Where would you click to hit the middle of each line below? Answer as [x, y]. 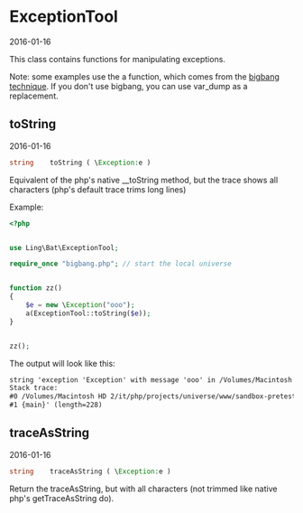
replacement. [34, 96]
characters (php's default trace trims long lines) [98, 189]
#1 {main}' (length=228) [56, 405]
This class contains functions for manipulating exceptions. [117, 59]
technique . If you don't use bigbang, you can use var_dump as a [129, 86]
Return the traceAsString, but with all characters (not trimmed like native [143, 489]
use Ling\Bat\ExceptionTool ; [64, 247]
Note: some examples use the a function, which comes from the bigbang [144, 76]
